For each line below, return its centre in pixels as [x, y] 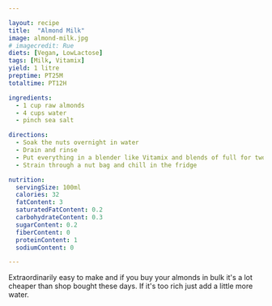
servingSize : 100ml [49, 187]
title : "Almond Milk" [47, 30]
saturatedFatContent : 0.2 [59, 210]
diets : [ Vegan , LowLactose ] [56, 53]
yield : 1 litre [34, 68]
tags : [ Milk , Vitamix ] [47, 61]
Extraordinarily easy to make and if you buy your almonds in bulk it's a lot [131, 278]
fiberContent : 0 [43, 232]
